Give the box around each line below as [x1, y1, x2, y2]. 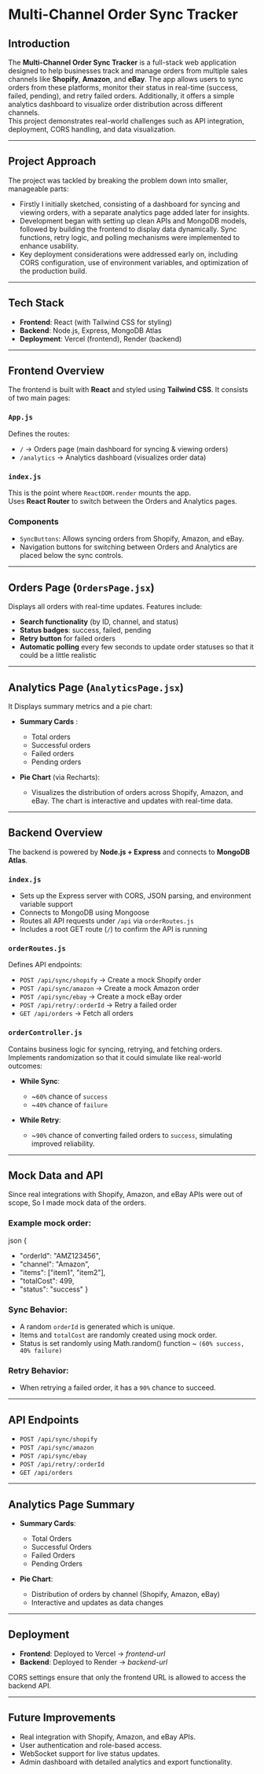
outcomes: [8, 1061, 43, 1070]
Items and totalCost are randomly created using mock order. [19, 1330, 218, 1340]
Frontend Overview [8, 364, 104, 378]
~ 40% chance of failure [31, 1100, 108, 1109]
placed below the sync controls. [19, 551, 123, 560]
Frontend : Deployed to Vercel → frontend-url [19, 1649, 166, 1658]
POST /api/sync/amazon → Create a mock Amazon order [19, 984, 200, 993]
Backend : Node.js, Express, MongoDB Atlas [19, 325, 163, 335]
